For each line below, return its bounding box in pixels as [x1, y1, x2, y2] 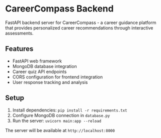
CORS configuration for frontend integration [12, 73, 103, 80]
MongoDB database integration [12, 63, 77, 69]
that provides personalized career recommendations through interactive [5, 24, 153, 30]
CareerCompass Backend [5, 3, 114, 14]
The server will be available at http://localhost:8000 [5, 127, 115, 133]
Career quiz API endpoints [12, 68, 67, 74]
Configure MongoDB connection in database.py [12, 112, 110, 118]
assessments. [5, 30, 34, 36]
